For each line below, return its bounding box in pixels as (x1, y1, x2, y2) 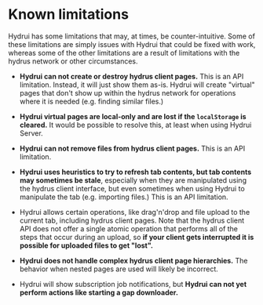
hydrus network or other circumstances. (8, 56, 138, 66)
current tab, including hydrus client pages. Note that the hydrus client (19, 216, 245, 225)
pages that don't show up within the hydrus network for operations (19, 88, 236, 97)
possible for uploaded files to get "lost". (19, 241, 153, 250)
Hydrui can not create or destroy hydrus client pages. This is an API (19, 71, 244, 81)
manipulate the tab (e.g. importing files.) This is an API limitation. (19, 192, 229, 202)
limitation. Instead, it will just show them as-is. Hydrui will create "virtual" (19, 80, 255, 89)
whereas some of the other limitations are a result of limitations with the (8, 48, 240, 57)
